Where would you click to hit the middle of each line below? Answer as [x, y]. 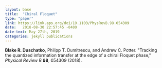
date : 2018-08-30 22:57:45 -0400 [41, 27]
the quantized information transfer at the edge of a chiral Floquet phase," [78, 55]
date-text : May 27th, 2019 [32, 32]
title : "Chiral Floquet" [31, 14]
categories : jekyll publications [39, 37]
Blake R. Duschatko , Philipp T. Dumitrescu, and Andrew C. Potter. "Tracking [81, 50]
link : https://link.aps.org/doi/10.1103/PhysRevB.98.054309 [67, 23]
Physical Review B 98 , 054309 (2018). [44, 60]
